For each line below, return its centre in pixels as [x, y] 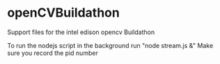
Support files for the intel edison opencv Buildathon [81, 32]
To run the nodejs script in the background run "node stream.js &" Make [110, 45]
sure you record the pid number [53, 53]
